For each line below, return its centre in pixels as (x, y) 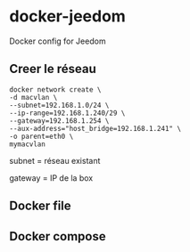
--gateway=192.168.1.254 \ (59, 121)
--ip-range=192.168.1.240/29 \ (67, 113)
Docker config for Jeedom (58, 41)
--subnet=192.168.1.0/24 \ (59, 105)
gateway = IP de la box (51, 178)
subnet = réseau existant (55, 160)
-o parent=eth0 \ (41, 136)
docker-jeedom (68, 16)
